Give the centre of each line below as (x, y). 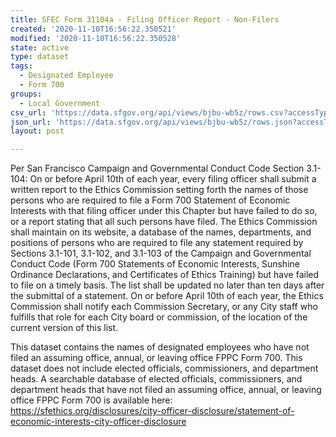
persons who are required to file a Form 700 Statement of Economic (150, 200)
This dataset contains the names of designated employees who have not (160, 347)
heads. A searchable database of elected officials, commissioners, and (156, 379)
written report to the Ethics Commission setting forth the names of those (159, 190)
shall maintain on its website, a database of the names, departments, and (161, 232)
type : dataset (40, 57)
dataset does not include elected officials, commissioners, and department (164, 368)
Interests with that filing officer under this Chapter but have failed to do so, (164, 211)
